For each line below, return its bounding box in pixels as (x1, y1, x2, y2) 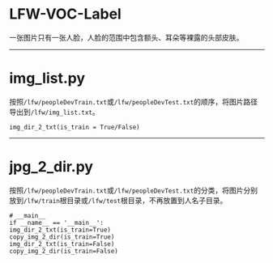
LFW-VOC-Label (9, 5, 122, 23)
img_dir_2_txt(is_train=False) (9, 240, 115, 248)
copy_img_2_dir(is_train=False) (9, 247, 118, 255)
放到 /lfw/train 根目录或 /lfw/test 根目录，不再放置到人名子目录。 (9, 195, 228, 205)
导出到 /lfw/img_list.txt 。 (9, 107, 100, 117)
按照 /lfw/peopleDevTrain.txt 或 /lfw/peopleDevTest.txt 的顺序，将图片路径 (9, 96, 258, 106)
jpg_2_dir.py (9, 158, 94, 176)
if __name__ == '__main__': (9, 218, 105, 227)
